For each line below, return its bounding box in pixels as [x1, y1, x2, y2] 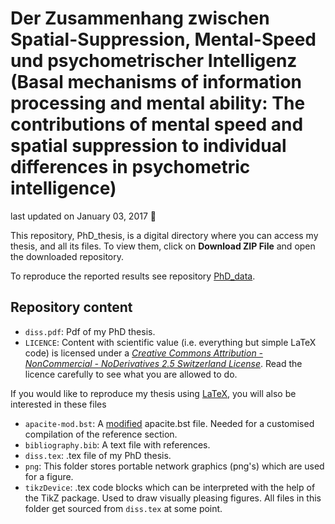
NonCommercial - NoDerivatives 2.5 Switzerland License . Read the [24, 357, 303, 369]
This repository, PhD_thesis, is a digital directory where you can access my [10, 229, 319, 241]
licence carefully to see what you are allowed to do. [24, 368, 238, 380]
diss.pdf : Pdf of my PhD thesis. [24, 325, 156, 337]
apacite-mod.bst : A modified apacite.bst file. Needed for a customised [24, 417, 315, 429]
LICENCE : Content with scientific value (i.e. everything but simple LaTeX [24, 336, 317, 348]
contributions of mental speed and [10, 113, 304, 136]
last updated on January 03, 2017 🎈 [10, 210, 157, 222]
